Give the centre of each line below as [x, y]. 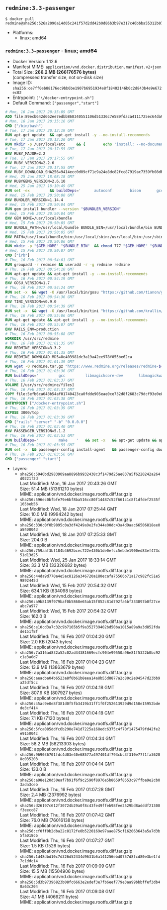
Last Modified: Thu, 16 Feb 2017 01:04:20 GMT [68, 636]
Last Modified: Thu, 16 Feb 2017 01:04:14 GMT [67, 764]
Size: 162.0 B [33, 616]
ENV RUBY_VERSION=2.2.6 [30, 163]
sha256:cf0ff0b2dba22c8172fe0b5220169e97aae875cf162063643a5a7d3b [90, 831]
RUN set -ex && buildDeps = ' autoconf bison [73, 191]
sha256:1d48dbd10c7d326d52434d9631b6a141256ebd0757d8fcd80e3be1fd [90, 857]
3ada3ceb [29, 784]
